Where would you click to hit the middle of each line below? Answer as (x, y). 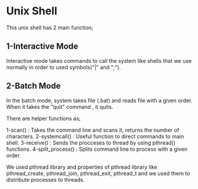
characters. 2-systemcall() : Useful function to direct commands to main (95, 136)
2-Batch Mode (33, 86)
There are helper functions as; (43, 118)
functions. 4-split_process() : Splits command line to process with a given (97, 149)
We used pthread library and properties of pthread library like (82, 167)
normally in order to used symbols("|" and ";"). (64, 67)
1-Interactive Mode (42, 46)
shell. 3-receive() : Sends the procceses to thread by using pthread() (91, 142)
